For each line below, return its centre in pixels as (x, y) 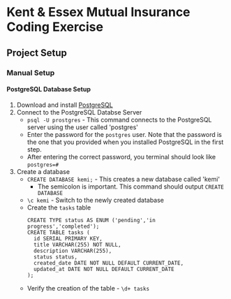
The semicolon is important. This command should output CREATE (131, 187)
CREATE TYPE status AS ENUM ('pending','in (91, 220)
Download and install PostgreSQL (65, 105)
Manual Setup (31, 73)
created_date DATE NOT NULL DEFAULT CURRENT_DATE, (109, 263)
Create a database (43, 171)
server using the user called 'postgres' (83, 127)
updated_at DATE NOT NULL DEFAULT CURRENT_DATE (104, 269)
